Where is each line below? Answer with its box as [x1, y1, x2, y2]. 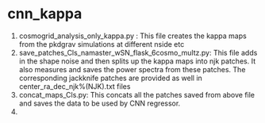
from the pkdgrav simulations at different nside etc [18, 39, 185, 48]
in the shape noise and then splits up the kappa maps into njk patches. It [18, 56, 255, 66]
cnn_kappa [7, 5, 83, 23]
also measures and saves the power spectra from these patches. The [18, 64, 246, 74]
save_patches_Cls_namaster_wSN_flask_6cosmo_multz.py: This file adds [18, 48, 258, 57]
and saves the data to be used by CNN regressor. [18, 98, 181, 108]
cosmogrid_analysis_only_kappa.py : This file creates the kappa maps [18, 31, 247, 40]
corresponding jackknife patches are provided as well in [18, 73, 203, 83]
